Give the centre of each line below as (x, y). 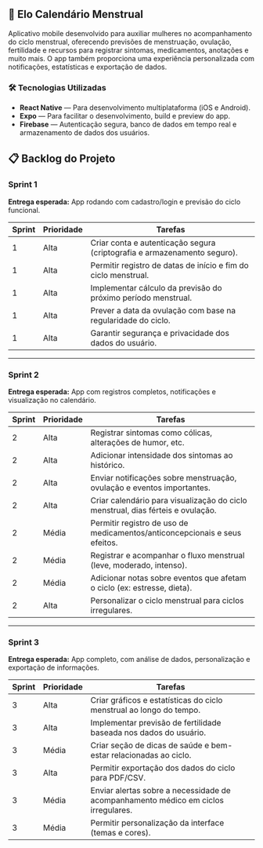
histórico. (108, 466)
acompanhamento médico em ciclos (157, 800)
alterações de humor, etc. (138, 443)
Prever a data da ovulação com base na (163, 310)
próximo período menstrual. (141, 298)
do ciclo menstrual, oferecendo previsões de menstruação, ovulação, (120, 42)
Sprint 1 (23, 185)
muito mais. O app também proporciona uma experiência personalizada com (131, 58)
